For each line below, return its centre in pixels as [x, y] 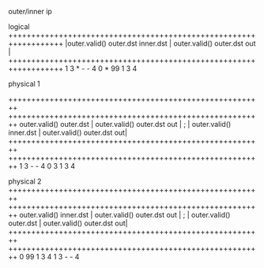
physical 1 [25, 84]
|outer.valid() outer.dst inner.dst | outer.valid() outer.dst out [160, 43]
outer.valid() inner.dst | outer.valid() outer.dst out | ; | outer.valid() [125, 215]
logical [19, 26]
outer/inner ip [30, 11]
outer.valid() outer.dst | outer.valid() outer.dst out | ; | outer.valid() [125, 124]
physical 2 [25, 181]
